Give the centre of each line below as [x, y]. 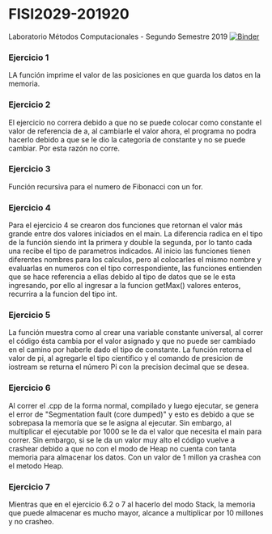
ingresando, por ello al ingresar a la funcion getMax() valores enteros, [125, 286]
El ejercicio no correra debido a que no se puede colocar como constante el [135, 122]
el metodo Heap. [36, 465]
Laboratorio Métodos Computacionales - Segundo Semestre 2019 [118, 36]
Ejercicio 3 [30, 169]
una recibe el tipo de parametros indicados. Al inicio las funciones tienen [130, 251]
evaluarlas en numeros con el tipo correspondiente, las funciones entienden [135, 269]
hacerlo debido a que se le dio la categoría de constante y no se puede [127, 139]
